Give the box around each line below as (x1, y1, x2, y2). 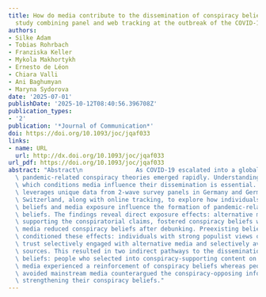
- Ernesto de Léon (8, 63, 69, 71)
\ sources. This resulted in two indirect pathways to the (15, 247, 215, 255)
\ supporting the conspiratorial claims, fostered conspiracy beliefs (15, 218, 253, 226)
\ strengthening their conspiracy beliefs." (15, 276, 165, 285)
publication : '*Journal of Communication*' (8, 122, 154, 130)
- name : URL (8, 144, 47, 152)
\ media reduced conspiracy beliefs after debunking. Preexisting (15, 225, 239, 234)
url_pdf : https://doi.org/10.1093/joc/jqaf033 (8, 159, 165, 167)
